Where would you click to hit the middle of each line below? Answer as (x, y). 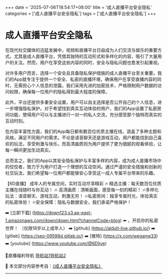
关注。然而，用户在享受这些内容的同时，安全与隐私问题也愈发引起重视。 (88, 62)
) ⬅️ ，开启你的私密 (139, 220)
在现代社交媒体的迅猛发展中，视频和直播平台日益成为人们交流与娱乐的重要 (81, 50)
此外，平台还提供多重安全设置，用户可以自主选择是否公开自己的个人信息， (81, 102)
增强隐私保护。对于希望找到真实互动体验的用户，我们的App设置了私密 (85, 108)
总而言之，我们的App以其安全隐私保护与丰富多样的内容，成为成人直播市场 (81, 160)
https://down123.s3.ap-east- (63, 212)
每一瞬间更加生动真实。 (29, 150)
